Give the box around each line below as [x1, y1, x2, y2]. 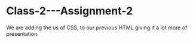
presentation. [6, 30, 39, 37]
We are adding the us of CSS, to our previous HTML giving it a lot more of [6, 24, 188, 31]
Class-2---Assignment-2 [6, 4, 133, 18]
